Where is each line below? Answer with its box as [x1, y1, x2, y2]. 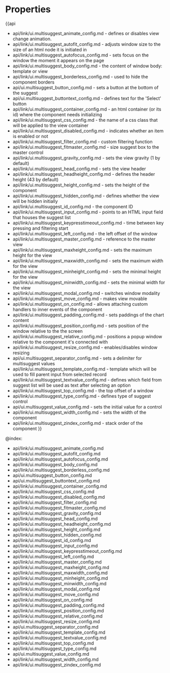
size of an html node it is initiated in [12, 46, 87, 52]
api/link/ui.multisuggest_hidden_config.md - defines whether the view [12, 193, 159, 199]
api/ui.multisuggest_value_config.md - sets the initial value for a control [12, 403, 162, 410]
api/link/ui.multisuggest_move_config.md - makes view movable [12, 295, 148, 302]
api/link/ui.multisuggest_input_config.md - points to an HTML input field [12, 209, 163, 215]
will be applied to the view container [12, 122, 89, 128]
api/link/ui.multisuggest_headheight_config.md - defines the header [12, 171, 155, 177]
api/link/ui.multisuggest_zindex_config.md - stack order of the [12, 420, 143, 426]
